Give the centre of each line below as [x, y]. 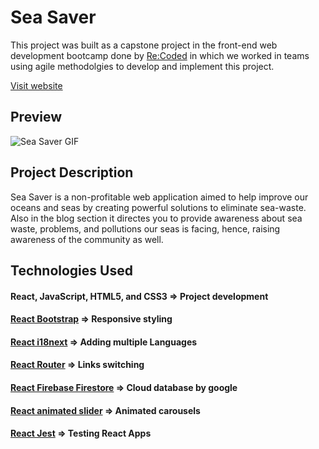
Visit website [36, 85]
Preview [36, 117]
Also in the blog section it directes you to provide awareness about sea [156, 218]
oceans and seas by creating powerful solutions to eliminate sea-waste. [158, 207]
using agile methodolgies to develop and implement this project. [142, 66]
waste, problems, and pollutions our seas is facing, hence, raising [145, 228]
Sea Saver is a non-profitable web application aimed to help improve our [159, 197]
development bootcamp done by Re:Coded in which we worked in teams [160, 55]
